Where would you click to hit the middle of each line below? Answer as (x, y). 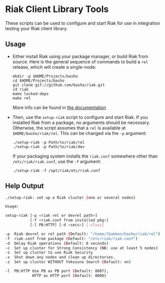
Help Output (25, 186)
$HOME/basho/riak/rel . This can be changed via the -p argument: (79, 133)
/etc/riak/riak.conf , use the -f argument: (57, 161)
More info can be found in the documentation (59, 107)
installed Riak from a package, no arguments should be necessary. (81, 122)
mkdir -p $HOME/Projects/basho (45, 76)
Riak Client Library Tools (57, 9)
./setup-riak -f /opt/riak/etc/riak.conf (56, 171)
